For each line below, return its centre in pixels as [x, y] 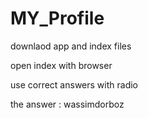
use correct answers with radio [74, 84]
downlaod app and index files [71, 46]
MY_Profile [57, 18]
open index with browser [61, 65]
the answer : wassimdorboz [67, 104]
